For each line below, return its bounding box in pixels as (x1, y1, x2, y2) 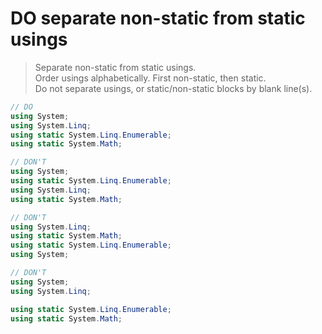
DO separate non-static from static (10, 7, 306, 30)
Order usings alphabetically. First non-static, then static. (34, 72, 267, 84)
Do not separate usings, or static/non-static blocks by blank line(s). (34, 82, 313, 94)
